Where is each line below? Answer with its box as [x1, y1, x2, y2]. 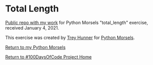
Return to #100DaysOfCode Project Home [5, 53, 92, 60]
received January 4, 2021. [5, 24, 59, 30]
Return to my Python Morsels [5, 44, 66, 50]
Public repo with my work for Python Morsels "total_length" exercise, [5, 19, 148, 25]
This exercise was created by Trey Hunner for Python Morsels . [5, 34, 135, 40]
